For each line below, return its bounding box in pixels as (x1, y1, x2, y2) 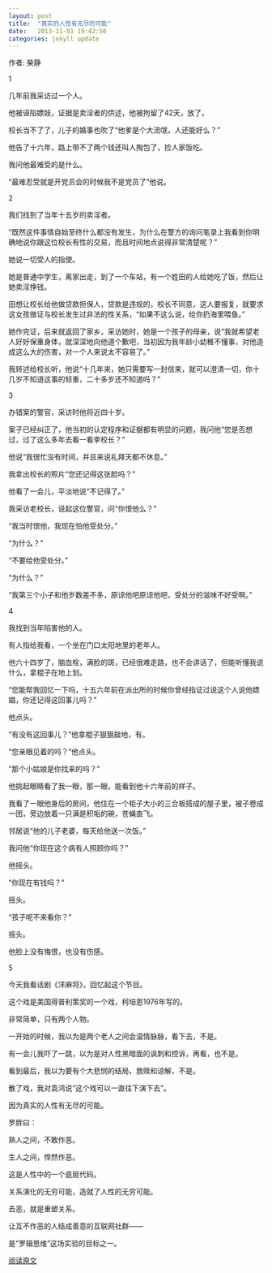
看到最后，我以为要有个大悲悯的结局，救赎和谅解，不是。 (8, 1066, 200, 1076)
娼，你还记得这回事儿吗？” (8, 695, 97, 705)
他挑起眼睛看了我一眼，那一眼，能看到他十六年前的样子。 (8, 781, 200, 792)
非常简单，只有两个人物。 (8, 1014, 94, 1024)
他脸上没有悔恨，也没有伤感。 (8, 947, 108, 956)
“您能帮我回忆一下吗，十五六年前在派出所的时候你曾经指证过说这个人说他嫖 (8, 685, 261, 695)
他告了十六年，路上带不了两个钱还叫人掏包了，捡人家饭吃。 (8, 143, 207, 153)
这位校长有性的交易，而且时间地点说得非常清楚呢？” (43, 237, 218, 248)
